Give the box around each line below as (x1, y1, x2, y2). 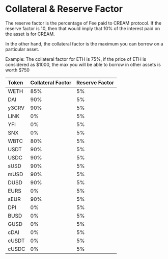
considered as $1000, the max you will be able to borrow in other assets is (5, 61, 161, 67)
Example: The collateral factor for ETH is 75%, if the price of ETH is (5, 56, 147, 62)
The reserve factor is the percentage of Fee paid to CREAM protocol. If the (5, 20, 162, 26)
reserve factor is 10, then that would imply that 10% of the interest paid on (5, 25, 160, 31)
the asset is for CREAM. (5, 31, 55, 37)
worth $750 (5, 67, 30, 73)
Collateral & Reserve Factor (5, 3, 123, 15)
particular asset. (5, 46, 40, 52)
